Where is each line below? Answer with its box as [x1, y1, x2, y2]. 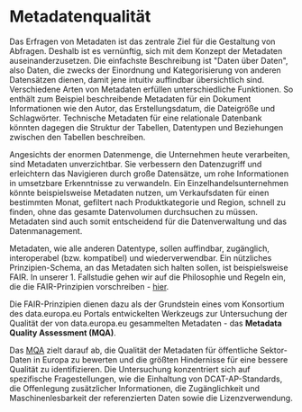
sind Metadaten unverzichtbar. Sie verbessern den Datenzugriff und [9, 158, 262, 169]
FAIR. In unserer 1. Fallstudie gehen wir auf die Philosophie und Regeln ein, [9, 272, 286, 282]
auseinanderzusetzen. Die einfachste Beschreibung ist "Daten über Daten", [9, 55, 288, 66]
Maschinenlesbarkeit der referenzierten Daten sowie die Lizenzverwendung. [9, 392, 293, 403]
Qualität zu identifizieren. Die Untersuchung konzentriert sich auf [9, 363, 251, 374]
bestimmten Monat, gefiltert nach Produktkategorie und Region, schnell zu [9, 196, 287, 208]
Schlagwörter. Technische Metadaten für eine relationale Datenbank [9, 112, 262, 123]
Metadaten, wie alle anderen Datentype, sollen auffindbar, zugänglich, [9, 243, 270, 254]
